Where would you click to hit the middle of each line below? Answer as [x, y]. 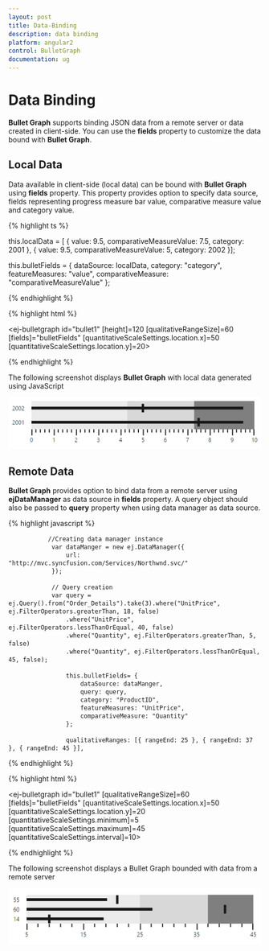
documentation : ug [39, 60]
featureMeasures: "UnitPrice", [132, 708]
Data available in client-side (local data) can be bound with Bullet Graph [128, 184]
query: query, [104, 692]
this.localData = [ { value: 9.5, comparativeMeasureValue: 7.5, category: [126, 241]
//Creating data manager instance [105, 539]
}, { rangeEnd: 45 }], [46, 748]
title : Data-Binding [43, 25]
